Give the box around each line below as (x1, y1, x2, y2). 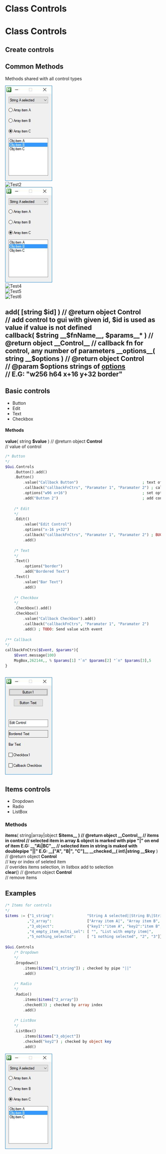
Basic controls (5, 387, 50, 395)
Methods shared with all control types (5, 76, 83, 81)
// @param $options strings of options (5, 362, 126, 371)
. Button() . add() (14, 469, 48, 474)
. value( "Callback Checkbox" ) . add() (23, 616, 96, 621)
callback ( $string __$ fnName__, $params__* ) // (5, 331, 154, 339)
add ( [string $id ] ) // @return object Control (5, 308, 141, 316)
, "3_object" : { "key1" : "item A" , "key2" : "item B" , (27, 923, 163, 929)
